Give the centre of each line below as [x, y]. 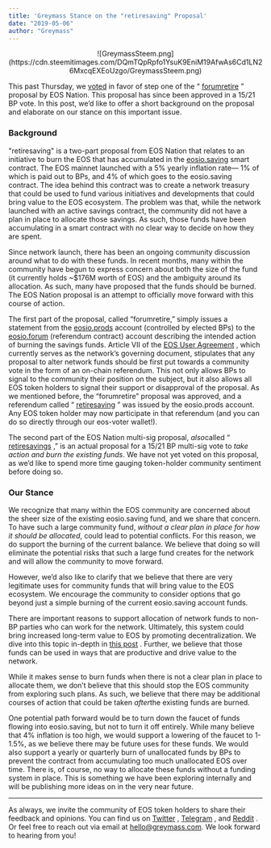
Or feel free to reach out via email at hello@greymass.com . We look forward [134, 826]
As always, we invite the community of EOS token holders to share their [127, 809]
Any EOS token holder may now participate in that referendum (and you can [134, 413]
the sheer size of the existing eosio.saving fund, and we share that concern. [134, 518]
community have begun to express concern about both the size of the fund [133, 269]
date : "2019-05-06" [41, 23]
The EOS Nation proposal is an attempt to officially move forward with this [131, 294]
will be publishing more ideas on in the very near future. [101, 786]
